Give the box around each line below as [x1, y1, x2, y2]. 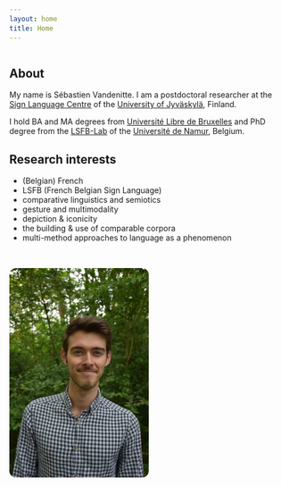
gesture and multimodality [21, 204, 119, 214]
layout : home [9, 14, 58, 23]
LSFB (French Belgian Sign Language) [21, 185, 162, 196]
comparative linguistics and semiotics [21, 195, 161, 206]
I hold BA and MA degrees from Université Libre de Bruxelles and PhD [9, 116, 266, 127]
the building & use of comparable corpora [21, 223, 176, 234]
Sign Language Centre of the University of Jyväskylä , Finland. [9, 99, 237, 110]
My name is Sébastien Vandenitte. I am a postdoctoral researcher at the [9, 89, 273, 100]
